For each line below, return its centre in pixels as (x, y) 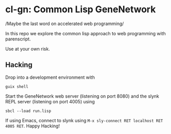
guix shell (17, 86)
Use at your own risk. (28, 49)
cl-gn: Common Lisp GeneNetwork (81, 9)
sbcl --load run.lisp (28, 111)
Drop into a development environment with (50, 77)
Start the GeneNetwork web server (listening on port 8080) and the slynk (82, 96)
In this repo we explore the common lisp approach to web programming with (86, 33)
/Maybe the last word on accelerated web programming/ (65, 24)
